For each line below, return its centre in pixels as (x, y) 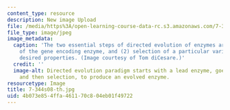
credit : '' (29, 64)
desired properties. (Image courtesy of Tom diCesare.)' (102, 58)
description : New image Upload (52, 20)
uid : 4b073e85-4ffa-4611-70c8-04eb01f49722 (70, 96)
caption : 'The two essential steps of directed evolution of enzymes (114, 45)
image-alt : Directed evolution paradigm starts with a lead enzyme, (113, 70)
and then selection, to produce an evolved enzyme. (94, 77)
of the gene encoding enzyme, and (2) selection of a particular (115, 52)
